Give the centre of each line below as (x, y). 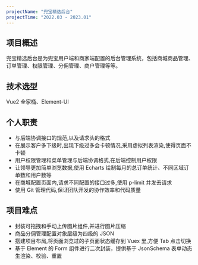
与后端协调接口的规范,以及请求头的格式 (62, 138)
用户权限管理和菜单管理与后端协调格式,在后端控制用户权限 (86, 160)
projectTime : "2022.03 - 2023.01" (49, 17)
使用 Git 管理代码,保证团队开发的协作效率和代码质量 (78, 190)
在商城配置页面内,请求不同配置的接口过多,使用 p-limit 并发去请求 (93, 182)
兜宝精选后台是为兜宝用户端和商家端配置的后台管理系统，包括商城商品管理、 (100, 58)
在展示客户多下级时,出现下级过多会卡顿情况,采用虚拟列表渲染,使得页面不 (103, 145)
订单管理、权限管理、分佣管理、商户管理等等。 (63, 66)
